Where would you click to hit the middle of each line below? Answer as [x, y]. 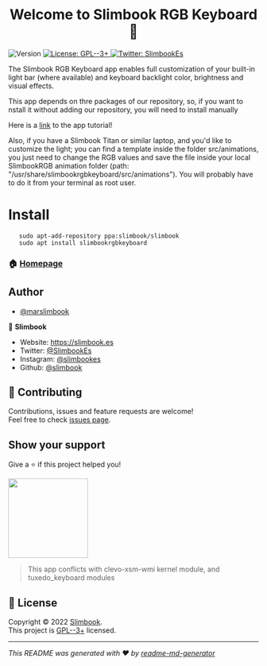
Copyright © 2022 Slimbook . [56, 622]
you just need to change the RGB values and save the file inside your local [130, 157]
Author [26, 292]
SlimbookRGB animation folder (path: [69, 165]
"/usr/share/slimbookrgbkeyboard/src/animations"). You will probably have [131, 174]
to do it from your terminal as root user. [72, 182]
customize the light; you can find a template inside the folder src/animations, [133, 149]
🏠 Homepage [36, 263]
